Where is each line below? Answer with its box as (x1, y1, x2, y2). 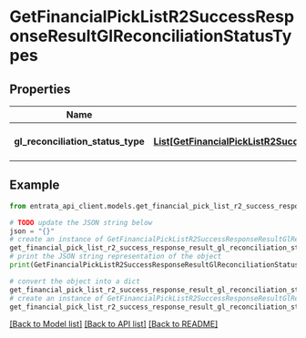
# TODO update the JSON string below (9, 218, 153, 227)
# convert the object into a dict (9, 276, 141, 286)
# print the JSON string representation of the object (9, 252, 222, 261)
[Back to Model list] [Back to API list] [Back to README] (9, 319, 219, 330)
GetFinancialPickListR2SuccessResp (9, 6, 294, 27)
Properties (9, 81, 71, 97)
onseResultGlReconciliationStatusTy (9, 26, 292, 46)
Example (9, 178, 60, 193)
